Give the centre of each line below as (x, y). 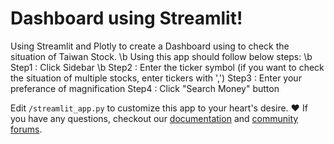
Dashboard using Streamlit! (126, 18)
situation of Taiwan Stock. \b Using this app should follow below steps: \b (161, 56)
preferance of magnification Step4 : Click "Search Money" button (145, 88)
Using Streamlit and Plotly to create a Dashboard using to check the (150, 46)
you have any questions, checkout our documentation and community (154, 118)
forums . (26, 129)
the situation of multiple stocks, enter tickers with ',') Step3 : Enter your (156, 78)
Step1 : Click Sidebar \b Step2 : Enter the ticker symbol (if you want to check (167, 67)
